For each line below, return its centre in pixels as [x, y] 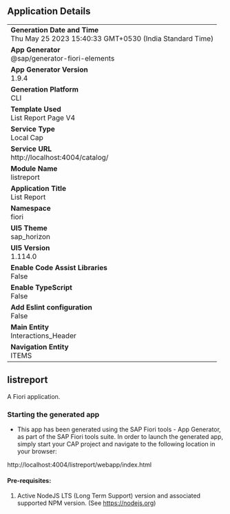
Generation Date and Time [55, 30]
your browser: [37, 451]
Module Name [34, 168]
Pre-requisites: [29, 480]
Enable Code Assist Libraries [59, 267]
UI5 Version [30, 247]
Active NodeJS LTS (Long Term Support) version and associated [109, 496]
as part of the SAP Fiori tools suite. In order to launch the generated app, [120, 436]
